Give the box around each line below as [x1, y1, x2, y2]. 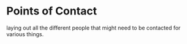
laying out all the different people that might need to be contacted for [6, 24, 181, 31]
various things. [6, 30, 44, 37]
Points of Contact [6, 4, 97, 18]
